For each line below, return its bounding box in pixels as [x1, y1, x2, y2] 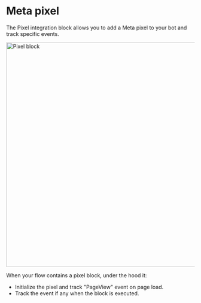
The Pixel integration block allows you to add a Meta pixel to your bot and [6, 24, 187, 31]
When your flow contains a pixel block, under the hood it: [6, 271, 147, 279]
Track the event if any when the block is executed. [14, 289, 139, 297]
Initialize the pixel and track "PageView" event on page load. [14, 283, 164, 290]
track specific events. [6, 30, 60, 37]
